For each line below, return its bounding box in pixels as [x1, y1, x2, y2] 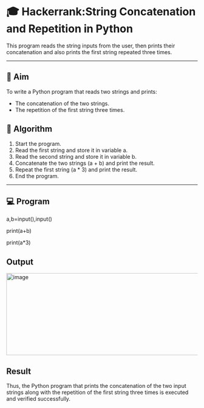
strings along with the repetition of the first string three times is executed [6, 389, 189, 396]
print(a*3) [6, 239, 31, 246]
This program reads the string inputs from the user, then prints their [6, 42, 175, 49]
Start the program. [15, 140, 62, 147]
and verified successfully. [6, 395, 71, 402]
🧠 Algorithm [6, 124, 53, 134]
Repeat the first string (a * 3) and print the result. [15, 165, 138, 173]
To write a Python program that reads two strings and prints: [6, 88, 158, 95]
